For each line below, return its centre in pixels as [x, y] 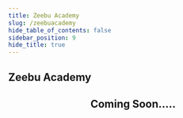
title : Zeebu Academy [44, 15]
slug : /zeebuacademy [42, 23]
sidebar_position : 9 [42, 38]
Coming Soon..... [133, 104]
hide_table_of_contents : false [60, 30]
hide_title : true [37, 45]
